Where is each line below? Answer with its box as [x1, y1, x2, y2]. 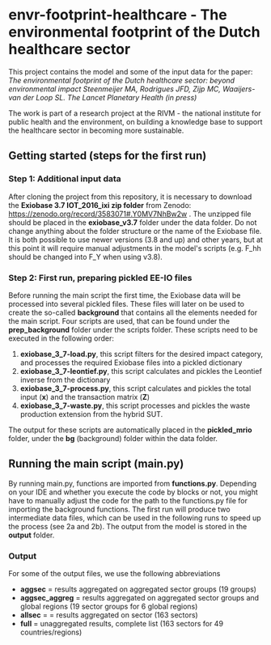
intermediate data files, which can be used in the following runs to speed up [8, 512, 261, 523]
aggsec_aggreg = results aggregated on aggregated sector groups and [19, 593, 260, 603]
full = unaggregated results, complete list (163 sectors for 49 [19, 619, 224, 629]
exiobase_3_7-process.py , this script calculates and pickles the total [19, 383, 252, 393]
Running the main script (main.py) [8, 457, 184, 471]
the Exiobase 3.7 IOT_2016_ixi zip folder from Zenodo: [8, 200, 192, 210]
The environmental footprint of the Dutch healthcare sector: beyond [8, 75, 235, 85]
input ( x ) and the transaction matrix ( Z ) [19, 392, 150, 401]
